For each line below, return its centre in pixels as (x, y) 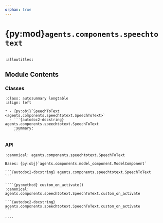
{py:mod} (25, 33)
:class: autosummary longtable (37, 99)
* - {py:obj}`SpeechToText (32, 111)
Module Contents (32, 74)
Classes (15, 88)
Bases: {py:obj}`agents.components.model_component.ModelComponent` (76, 163)
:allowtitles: (19, 60)
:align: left (18, 103)
